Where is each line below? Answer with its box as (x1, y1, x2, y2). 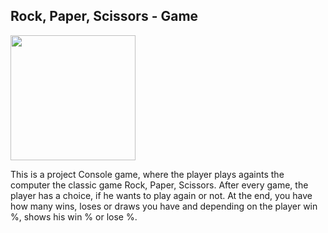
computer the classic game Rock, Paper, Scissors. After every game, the (10, 179, 309, 191)
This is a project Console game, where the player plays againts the (10, 168, 285, 180)
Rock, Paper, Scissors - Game (10, 8, 199, 25)
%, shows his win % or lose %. (10, 210, 138, 223)
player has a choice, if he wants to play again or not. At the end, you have (10, 189, 313, 201)
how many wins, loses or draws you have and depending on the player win (10, 200, 318, 212)
